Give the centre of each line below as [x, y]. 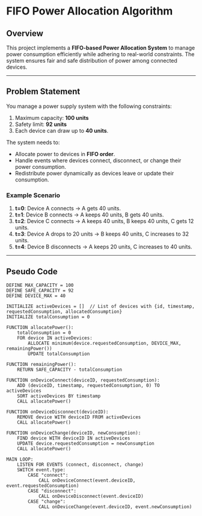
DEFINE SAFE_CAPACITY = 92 [40, 291]
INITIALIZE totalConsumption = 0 [48, 317]
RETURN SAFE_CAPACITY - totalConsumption [69, 370]
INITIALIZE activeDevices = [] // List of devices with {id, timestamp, [101, 306]
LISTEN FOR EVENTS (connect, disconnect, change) [81, 464]
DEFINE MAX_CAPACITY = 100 [40, 285]
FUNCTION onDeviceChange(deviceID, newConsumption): [74, 433]
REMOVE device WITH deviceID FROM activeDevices [79, 417]
